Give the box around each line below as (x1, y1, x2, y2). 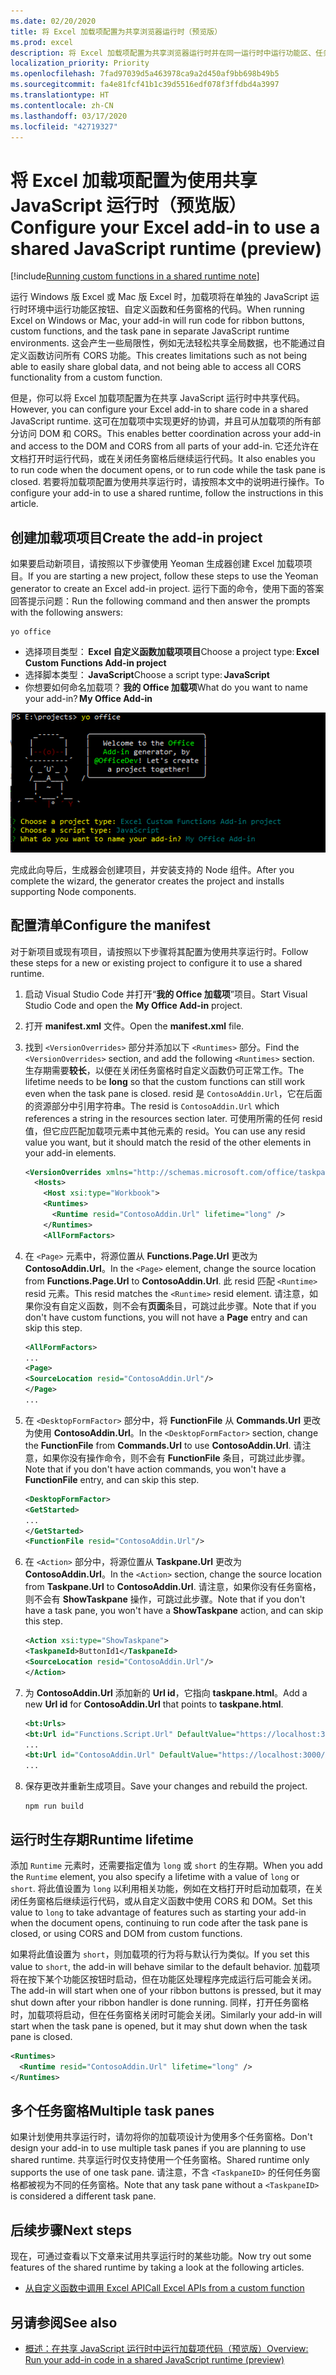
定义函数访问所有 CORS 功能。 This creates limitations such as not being (10, 350, 308, 362)
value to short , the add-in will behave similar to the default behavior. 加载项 (10, 1961, 321, 1973)
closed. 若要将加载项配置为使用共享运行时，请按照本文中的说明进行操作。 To (10, 476, 325, 488)
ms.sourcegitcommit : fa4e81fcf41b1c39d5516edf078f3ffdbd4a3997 (10, 80, 280, 90)
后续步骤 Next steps (10, 2221, 132, 2239)
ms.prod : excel (10, 37, 74, 47)
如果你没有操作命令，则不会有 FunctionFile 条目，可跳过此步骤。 (42, 1451, 311, 1464)
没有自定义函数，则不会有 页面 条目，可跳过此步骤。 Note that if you (42, 1300, 317, 1312)
